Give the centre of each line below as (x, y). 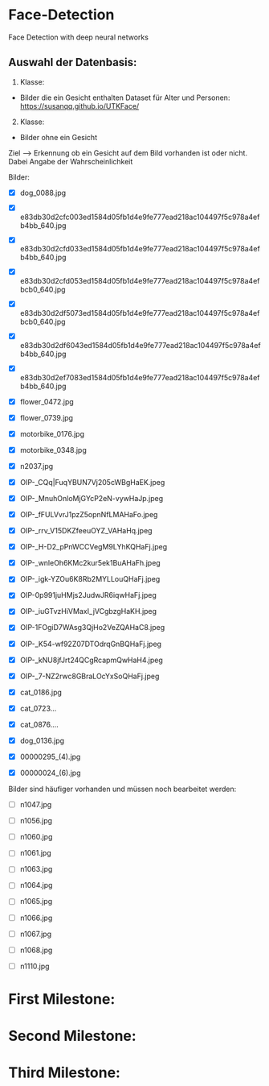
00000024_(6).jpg (50, 773)
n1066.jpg (36, 918)
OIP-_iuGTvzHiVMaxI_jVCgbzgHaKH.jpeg (88, 611)
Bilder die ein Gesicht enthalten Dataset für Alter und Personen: (125, 97)
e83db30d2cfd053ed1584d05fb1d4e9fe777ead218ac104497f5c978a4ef (140, 281)
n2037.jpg (37, 466)
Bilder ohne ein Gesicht (59, 137)
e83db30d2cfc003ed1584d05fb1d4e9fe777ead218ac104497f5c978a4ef (140, 217)
